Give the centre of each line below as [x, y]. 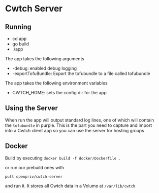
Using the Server [32, 108]
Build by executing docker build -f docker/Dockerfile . [63, 158]
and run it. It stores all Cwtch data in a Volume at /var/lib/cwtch [70, 186]
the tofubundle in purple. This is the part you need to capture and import [79, 125]
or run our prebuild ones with [35, 167]
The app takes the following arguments [45, 59]
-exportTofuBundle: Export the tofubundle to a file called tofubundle [81, 74]
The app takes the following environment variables [56, 83]
